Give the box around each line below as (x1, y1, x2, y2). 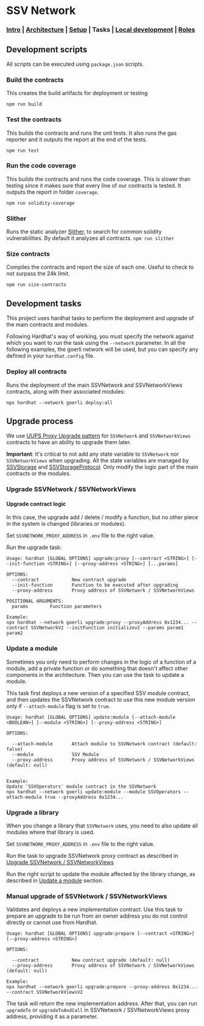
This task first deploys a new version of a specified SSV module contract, (6, 689, 191, 696)
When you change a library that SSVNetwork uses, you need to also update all (6, 822, 198, 829)
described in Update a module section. (6, 877, 104, 884)
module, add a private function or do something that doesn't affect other (6, 665, 188, 672)
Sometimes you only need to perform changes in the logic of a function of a (6, 658, 197, 665)
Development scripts (6, 44, 88, 55)
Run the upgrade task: (6, 543, 62, 551)
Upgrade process (6, 416, 74, 426)
